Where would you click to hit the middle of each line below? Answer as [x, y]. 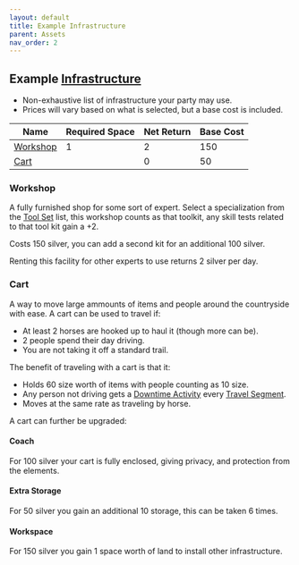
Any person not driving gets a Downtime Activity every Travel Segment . [154, 393]
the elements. [34, 470]
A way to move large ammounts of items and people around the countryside [149, 304]
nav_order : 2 [34, 42]
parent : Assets [38, 34]
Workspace [31, 531]
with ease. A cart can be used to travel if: [85, 313]
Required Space [101, 132]
